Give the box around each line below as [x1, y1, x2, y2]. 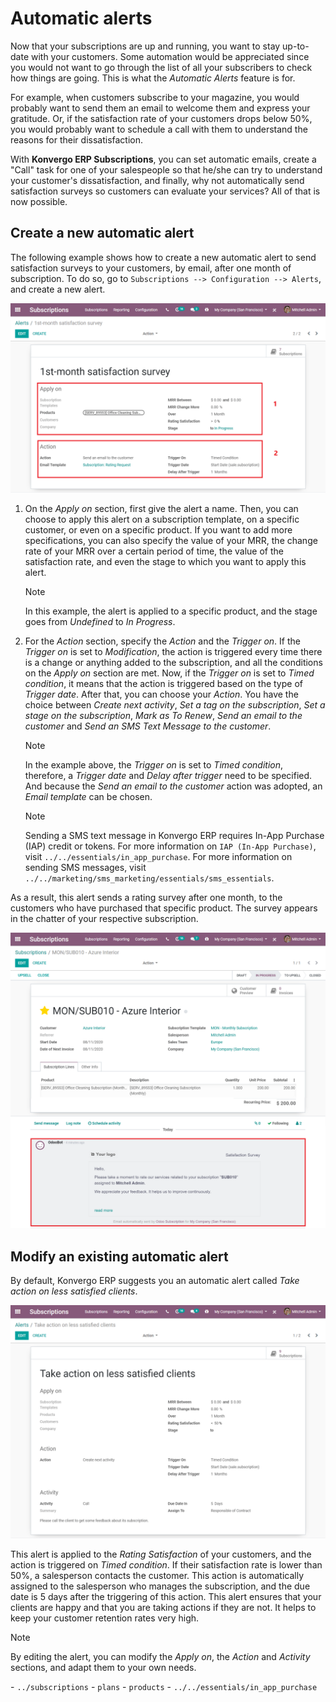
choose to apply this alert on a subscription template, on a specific [24, 513, 300, 525]
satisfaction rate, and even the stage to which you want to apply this [24, 555, 307, 567]
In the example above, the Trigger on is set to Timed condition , [24, 758, 284, 771]
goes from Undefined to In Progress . [24, 615, 176, 627]
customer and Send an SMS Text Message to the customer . [24, 720, 272, 732]
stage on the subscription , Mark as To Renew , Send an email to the [24, 709, 303, 721]
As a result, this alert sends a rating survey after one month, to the [10, 891, 283, 903]
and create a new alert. [10, 283, 106, 295]
